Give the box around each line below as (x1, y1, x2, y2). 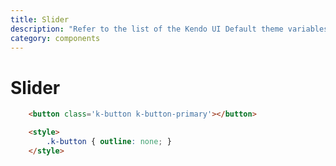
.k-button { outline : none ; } (46, 137, 172, 147)
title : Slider (10, 14, 70, 25)
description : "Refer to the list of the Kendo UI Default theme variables (10, 24, 329, 34)
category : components (10, 33, 101, 43)
